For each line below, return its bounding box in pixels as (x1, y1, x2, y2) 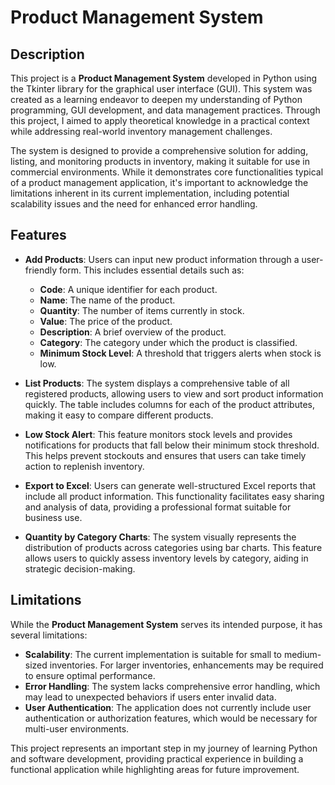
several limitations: (10, 629, 88, 641)
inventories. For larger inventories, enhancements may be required (49, 659, 324, 671)
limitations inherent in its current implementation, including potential (10, 187, 290, 199)
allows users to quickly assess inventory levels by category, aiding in (24, 552, 309, 564)
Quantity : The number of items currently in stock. (39, 304, 245, 316)
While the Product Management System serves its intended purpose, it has (10, 618, 323, 630)
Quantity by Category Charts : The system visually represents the (24, 531, 297, 543)
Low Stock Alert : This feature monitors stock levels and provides (24, 428, 293, 440)
